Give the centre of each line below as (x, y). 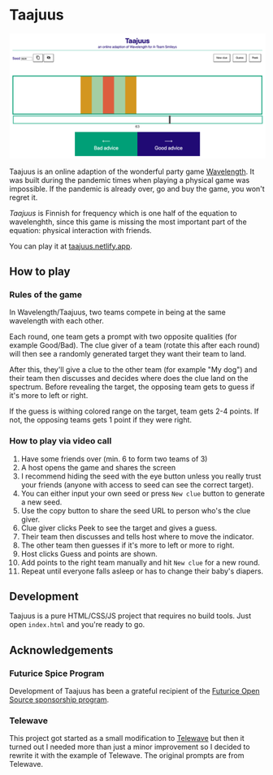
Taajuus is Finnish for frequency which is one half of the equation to (123, 213)
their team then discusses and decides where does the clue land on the (129, 379)
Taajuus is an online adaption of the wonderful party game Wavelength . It (132, 171)
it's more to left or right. (49, 396)
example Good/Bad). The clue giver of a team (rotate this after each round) (135, 345)
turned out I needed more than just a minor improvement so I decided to (130, 747)
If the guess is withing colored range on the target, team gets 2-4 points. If (134, 411)
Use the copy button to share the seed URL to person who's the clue (136, 510)
